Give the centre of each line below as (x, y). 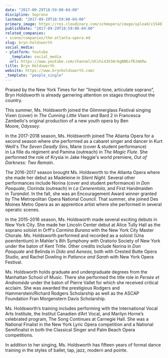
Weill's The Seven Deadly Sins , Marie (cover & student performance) (76, 146)
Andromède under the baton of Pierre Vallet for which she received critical (82, 283)
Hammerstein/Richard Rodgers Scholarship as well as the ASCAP (72, 293)
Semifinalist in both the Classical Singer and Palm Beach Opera (70, 329)
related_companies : (25, 33)
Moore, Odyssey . (23, 126)
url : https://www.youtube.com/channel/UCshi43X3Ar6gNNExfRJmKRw (78, 61)
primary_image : (21, 24)
